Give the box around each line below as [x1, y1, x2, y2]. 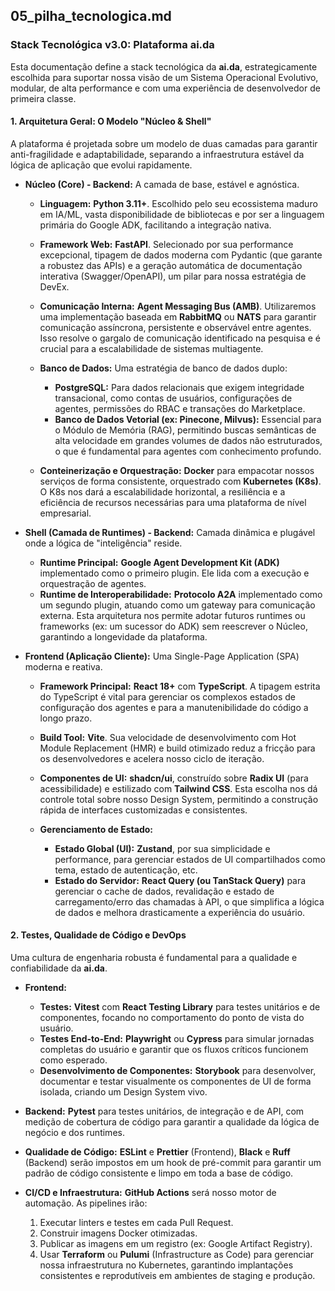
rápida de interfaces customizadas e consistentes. [39, 804, 248, 816]
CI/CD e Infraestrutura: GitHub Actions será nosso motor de [24, 1187, 277, 1199]
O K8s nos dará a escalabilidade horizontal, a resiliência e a [39, 485, 286, 498]
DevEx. [39, 280, 70, 293]
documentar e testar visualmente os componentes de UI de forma [39, 1075, 312, 1088]
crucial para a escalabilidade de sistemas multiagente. [39, 342, 264, 354]
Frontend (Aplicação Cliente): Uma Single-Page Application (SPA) [24, 650, 300, 662]
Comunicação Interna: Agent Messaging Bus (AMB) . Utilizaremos [39, 300, 317, 312]
